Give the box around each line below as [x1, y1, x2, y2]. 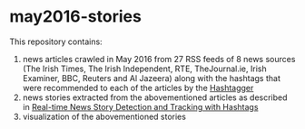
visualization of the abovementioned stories [22, 111, 186, 122]
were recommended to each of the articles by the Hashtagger [22, 82, 254, 93]
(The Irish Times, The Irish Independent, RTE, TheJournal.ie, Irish [22, 63, 267, 74]
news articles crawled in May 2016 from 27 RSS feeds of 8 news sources [22, 53, 296, 64]
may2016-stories [9, 6, 143, 27]
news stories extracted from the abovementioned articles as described [22, 92, 288, 103]
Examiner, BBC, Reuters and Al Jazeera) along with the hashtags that [22, 72, 281, 83]
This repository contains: [9, 36, 103, 47]
